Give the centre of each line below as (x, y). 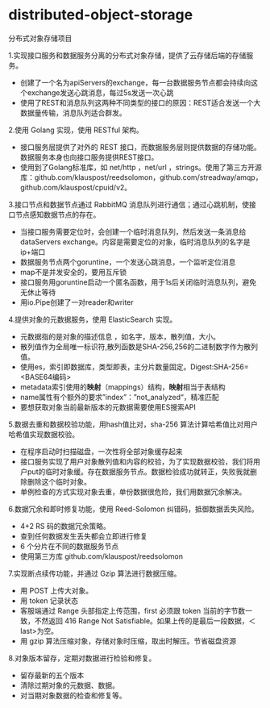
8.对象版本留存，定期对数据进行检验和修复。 (82, 658)
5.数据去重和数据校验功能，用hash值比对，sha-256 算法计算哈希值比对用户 (133, 424)
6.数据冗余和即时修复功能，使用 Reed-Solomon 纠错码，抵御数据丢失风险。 (134, 509)
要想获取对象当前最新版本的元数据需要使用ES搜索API (108, 407)
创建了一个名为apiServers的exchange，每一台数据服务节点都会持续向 (135, 82)
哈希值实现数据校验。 (44, 434)
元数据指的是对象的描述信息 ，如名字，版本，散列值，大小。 (120, 336)
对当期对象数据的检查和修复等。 (73, 695)
